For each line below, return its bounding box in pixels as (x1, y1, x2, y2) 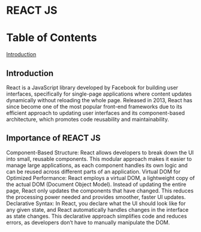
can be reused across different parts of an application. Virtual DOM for (6, 168, 181, 175)
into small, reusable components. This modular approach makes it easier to (6, 155, 192, 162)
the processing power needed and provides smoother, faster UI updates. (6, 193, 186, 200)
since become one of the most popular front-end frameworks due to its (6, 103, 182, 110)
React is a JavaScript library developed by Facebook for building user (6, 84, 179, 91)
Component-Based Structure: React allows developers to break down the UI (6, 149, 194, 156)
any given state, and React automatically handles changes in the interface (6, 206, 189, 213)
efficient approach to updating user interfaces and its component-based (6, 109, 185, 117)
